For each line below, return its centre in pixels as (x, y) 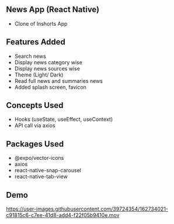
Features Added (36, 42)
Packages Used (35, 144)
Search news (30, 56)
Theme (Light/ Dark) (39, 75)
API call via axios (35, 125)
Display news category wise (48, 62)
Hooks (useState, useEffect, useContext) (63, 120)
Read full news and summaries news (59, 80)
